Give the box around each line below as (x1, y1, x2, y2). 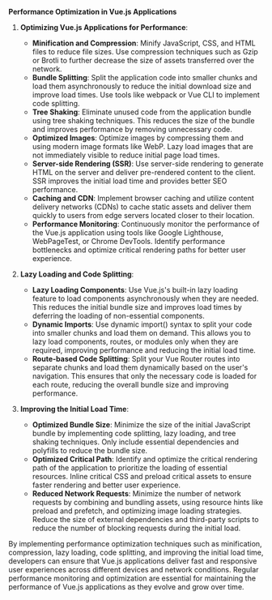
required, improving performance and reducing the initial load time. (32, 345, 257, 355)
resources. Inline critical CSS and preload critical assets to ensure (32, 472, 253, 481)
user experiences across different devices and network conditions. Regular (8, 565, 259, 574)
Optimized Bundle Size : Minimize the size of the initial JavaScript (32, 420, 251, 429)
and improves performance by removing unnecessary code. (32, 125, 233, 134)
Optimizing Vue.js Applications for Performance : (19, 23, 189, 32)
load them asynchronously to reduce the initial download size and (32, 81, 252, 91)
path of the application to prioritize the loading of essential (32, 463, 228, 473)
